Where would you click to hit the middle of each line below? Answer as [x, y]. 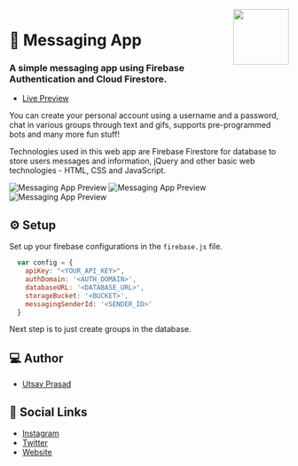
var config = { [45, 263]
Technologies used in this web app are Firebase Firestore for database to [143, 152]
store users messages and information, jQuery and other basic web [132, 161]
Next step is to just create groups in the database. [100, 329]
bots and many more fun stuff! [64, 134]
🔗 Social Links [48, 412]
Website [37, 453]
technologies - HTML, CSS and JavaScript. [88, 170]
